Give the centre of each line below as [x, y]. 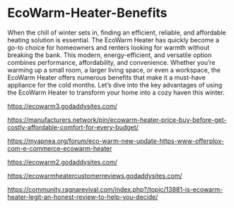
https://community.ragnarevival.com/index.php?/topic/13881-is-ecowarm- [115, 189]
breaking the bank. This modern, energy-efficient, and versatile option [110, 55]
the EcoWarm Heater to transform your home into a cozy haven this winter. [116, 92]
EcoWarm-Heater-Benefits [87, 13]
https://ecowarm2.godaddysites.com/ [63, 162]
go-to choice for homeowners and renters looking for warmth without [109, 47]
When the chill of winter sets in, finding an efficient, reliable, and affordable [117, 32]
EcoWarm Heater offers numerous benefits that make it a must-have [107, 77]
